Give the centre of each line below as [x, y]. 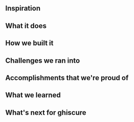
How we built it [29, 43]
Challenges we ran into [43, 60]
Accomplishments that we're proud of [67, 78]
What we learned [33, 95]
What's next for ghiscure [46, 113]
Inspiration [23, 8]
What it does [26, 26]
